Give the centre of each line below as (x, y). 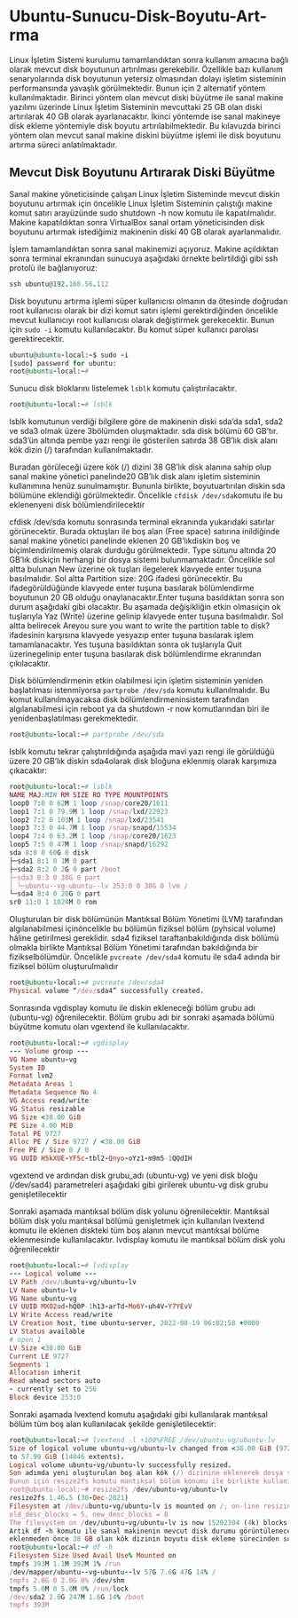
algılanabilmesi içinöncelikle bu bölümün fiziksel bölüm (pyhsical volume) (143, 928)
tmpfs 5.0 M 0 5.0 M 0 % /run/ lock (69, 1589)
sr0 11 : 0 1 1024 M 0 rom (53, 903)
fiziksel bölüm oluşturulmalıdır (64, 967)
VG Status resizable (47, 1109)
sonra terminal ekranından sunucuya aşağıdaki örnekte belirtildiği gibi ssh (144, 258)
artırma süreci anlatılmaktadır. (63, 145)
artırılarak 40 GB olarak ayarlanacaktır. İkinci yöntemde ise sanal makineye (145, 116)
